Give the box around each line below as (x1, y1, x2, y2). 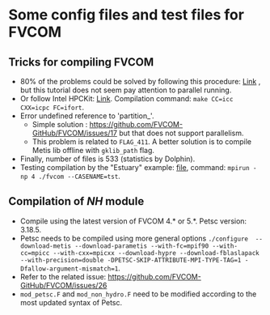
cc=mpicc (19, 249, 50, 257)
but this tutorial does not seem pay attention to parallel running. (19, 85, 232, 95)
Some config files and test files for (8, 6, 245, 24)
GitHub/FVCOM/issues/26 (19, 280, 108, 290)
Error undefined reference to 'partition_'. (19, 111, 154, 121)
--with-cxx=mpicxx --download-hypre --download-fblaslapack (53, 249, 260, 257)
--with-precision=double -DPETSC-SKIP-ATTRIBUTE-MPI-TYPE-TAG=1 (19, 256, 242, 264)
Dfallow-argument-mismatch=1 (19, 265, 119, 273)
